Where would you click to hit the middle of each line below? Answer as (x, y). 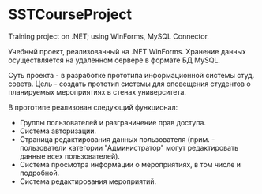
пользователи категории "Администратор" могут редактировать (129, 147)
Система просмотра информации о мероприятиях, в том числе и (130, 164)
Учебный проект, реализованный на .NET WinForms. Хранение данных (127, 51)
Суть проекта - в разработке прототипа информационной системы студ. (131, 75)
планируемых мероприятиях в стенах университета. (97, 91)
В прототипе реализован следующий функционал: (93, 107)
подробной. (39, 173)
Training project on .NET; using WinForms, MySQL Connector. (109, 36)
